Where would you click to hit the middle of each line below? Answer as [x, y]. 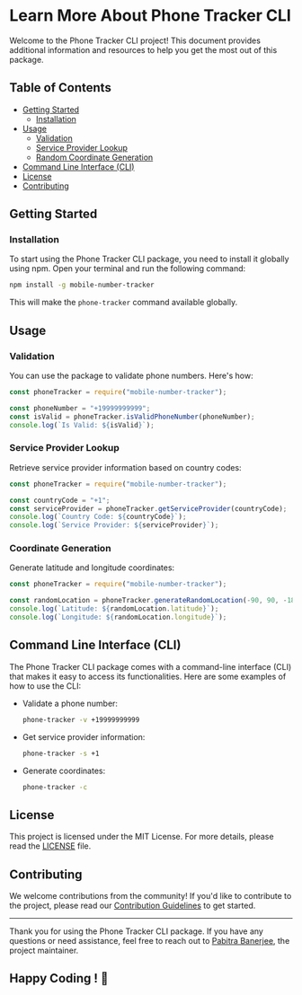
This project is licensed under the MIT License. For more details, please [142, 837]
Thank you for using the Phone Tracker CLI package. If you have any [136, 931]
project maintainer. [44, 951]
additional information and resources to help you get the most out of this [143, 49]
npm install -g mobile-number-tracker [82, 285]
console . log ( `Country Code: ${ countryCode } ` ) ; [98, 517]
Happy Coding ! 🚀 [59, 978]
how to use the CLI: [45, 686]
